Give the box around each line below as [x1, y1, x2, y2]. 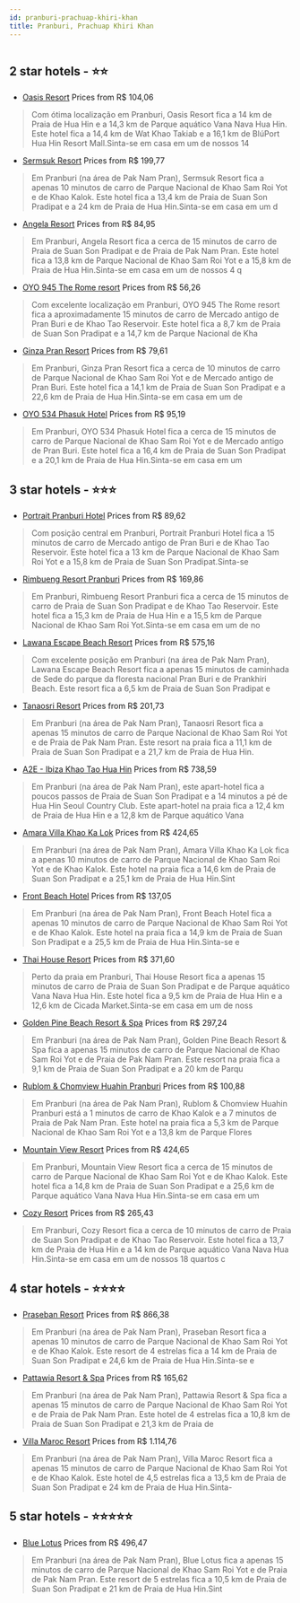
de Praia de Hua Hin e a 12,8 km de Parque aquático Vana [30, 810, 244, 821]
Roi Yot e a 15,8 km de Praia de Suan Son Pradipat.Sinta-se [30, 556, 249, 567]
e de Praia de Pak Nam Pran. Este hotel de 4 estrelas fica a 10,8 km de [30, 1408, 291, 1419]
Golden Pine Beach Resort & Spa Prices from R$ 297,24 [21, 1018, 227, 1029]
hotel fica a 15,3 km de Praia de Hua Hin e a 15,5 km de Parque [30, 610, 262, 621]
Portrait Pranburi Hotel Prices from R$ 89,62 [21, 511, 186, 521]
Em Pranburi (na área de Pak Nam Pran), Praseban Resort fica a [30, 1326, 267, 1337]
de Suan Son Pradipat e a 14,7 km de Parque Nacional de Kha [30, 328, 258, 339]
